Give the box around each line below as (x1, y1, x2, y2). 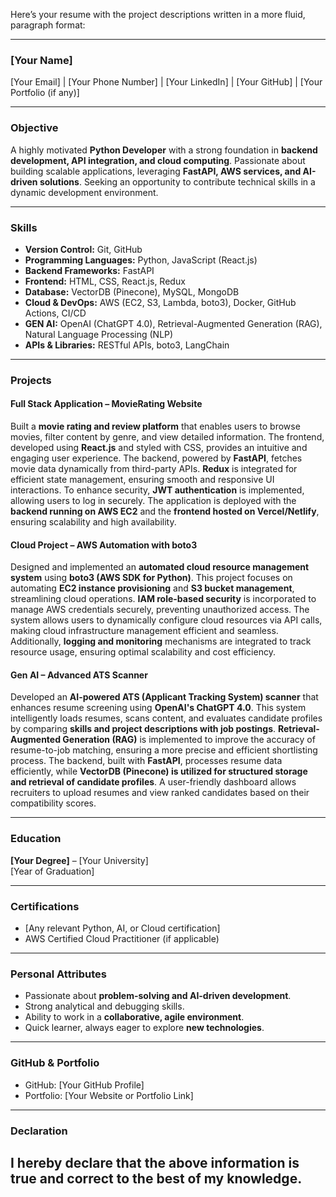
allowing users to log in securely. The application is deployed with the (10, 495, 297, 507)
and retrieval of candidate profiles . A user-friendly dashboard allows (10, 776, 297, 788)
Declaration (10, 1124, 68, 1138)
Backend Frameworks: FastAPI (24, 264, 155, 276)
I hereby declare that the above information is (10, 1154, 300, 1171)
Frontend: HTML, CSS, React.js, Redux (24, 275, 186, 287)
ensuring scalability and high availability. (10, 516, 177, 528)
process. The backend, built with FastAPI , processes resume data (10, 755, 283, 767)
